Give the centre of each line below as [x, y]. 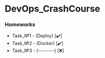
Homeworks [20, 25]
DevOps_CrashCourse [52, 9]
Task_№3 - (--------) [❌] [38, 50]
